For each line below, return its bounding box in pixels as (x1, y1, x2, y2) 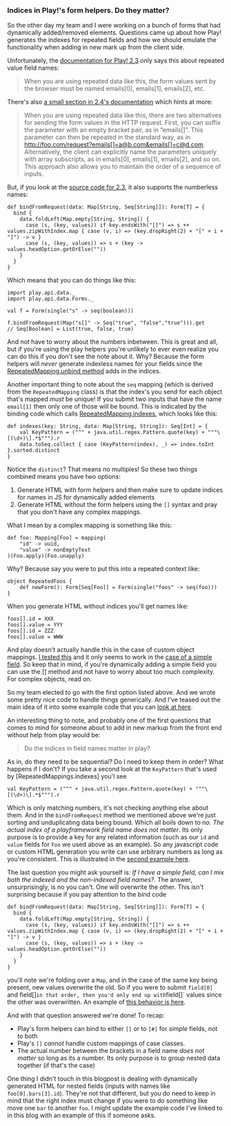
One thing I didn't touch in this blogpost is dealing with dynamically (7, 1074, 198, 1083)
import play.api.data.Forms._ (7, 296, 94, 303)
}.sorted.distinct (7, 447, 60, 454)
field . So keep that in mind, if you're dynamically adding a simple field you (7, 660, 217, 668)
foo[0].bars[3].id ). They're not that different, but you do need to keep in (7, 1089, 216, 1098)
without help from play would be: (7, 731, 101, 739)
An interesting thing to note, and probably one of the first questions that (7, 716, 212, 725)
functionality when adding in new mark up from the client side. (7, 43, 185, 52)
